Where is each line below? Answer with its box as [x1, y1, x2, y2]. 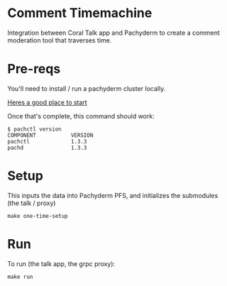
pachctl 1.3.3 [7, 138, 87, 145]
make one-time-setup [7, 212, 69, 219]
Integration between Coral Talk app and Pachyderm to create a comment [7, 28, 220, 37]
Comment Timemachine [7, 5, 153, 21]
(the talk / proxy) [7, 199, 56, 207]
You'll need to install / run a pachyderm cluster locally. [7, 84, 166, 93]
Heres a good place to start [7, 98, 87, 106]
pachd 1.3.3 [7, 144, 87, 151]
